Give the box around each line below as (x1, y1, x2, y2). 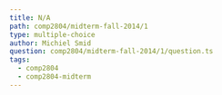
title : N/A (9, 13, 51, 23)
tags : (9, 55, 30, 64)
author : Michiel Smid (9, 38, 92, 48)
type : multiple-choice (9, 30, 96, 39)
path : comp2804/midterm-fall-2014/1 (9, 22, 148, 31)
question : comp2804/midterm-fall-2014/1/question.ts (9, 47, 214, 56)
